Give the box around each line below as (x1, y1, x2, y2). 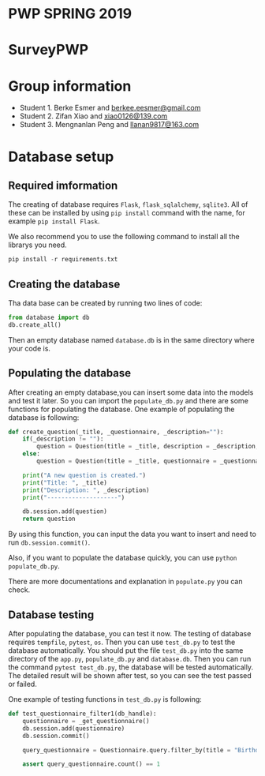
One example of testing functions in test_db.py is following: (8, 695, 203, 703)
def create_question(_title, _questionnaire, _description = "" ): (8, 428, 224, 436)
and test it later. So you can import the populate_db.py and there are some (8, 395, 248, 405)
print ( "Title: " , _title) (22, 478, 108, 486)
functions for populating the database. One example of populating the (8, 404, 235, 414)
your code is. (8, 343, 51, 353)
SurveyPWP (8, 41, 89, 59)
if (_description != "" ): (22, 435, 104, 443)
